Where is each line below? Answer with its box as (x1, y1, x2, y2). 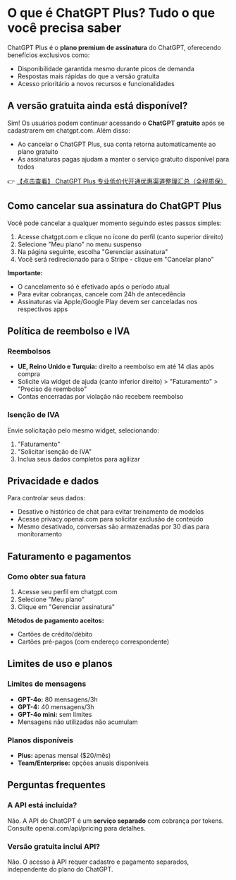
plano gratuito (17, 147, 58, 156)
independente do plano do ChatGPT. (7, 865, 114, 874)
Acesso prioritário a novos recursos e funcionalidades (17, 79, 175, 88)
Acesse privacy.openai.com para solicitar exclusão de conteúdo (17, 515, 204, 524)
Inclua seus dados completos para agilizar (17, 454, 141, 463)
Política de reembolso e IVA (7, 325, 130, 337)
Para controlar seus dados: (7, 494, 86, 502)
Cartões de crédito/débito (17, 630, 93, 639)
